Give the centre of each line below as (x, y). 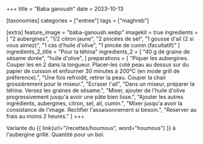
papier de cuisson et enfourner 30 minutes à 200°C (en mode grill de (93, 71)
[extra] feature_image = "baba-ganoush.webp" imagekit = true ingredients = (102, 32)
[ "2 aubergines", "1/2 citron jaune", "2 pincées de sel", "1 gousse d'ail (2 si (100, 39)
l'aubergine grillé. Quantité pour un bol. (55, 134)
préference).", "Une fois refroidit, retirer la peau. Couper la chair (86, 77)
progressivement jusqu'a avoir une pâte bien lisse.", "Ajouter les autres (95, 97)
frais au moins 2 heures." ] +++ (45, 116)
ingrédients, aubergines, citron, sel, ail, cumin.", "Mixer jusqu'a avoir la (94, 103)
